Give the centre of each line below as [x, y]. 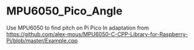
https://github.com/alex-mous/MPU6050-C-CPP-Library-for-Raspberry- [97, 34]
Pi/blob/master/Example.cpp [42, 40]
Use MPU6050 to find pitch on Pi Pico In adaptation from [78, 28]
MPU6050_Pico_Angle [65, 11]
